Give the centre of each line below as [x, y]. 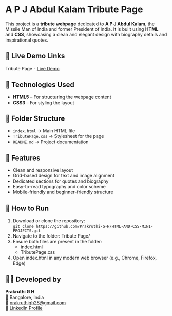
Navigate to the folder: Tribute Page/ [51, 236]
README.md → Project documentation [51, 142]
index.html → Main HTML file [44, 131]
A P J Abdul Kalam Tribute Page [74, 9]
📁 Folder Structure [35, 118]
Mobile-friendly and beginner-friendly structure [63, 192]
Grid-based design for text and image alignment [63, 176]
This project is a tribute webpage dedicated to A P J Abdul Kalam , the [80, 24]
